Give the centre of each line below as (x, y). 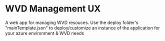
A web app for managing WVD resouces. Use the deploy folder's (72, 22)
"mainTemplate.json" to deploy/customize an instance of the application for (82, 27)
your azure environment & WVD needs (44, 33)
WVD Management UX (53, 9)
